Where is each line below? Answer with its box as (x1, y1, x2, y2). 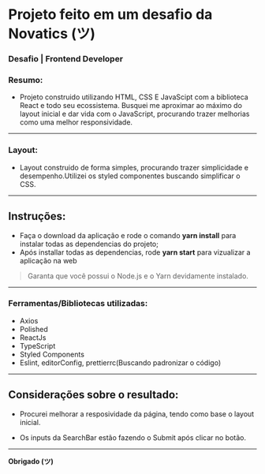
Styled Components (19, 349, 85, 359)
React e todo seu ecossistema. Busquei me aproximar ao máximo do (19, 101, 243, 110)
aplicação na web (19, 256, 77, 265)
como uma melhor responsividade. (19, 118, 132, 127)
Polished (19, 324, 49, 334)
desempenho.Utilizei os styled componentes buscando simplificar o (19, 171, 241, 181)
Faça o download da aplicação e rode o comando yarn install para (19, 230, 237, 240)
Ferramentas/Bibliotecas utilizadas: (8, 298, 148, 309)
